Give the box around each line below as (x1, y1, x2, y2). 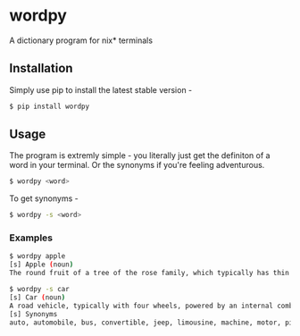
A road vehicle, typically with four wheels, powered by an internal (9, 301, 274, 310)
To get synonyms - (9, 193, 79, 204)
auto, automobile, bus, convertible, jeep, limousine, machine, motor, (9, 318, 281, 327)
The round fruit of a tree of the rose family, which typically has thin (9, 269, 290, 278)
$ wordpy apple (9, 252, 66, 261)
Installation (9, 61, 73, 76)
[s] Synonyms (9, 309, 58, 318)
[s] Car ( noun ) (9, 292, 66, 302)
